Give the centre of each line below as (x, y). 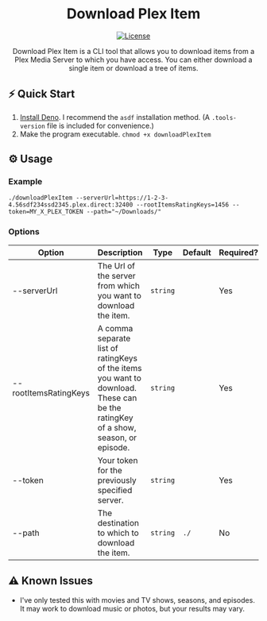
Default (197, 253)
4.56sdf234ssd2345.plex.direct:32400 (71, 205)
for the (110, 470)
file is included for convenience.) (101, 125)
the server (117, 276)
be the (109, 407)
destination (118, 523)
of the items (120, 368)
